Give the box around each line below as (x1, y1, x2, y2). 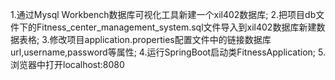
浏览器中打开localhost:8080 (10, 59, 125, 70)
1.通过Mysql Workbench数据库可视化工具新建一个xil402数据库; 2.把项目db (10, 9, 317, 20)
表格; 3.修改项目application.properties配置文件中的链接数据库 (18, 34, 272, 45)
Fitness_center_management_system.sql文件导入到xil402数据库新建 (36, 21, 317, 33)
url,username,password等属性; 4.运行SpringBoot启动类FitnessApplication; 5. (10, 46, 326, 58)
